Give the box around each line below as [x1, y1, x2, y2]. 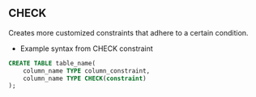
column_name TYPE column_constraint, [23, 66, 151, 75]
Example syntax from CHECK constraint [19, 44, 154, 53]
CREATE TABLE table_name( [8, 59, 96, 67]
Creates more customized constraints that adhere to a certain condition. [8, 27, 249, 37]
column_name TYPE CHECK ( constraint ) [23, 74, 147, 82]
